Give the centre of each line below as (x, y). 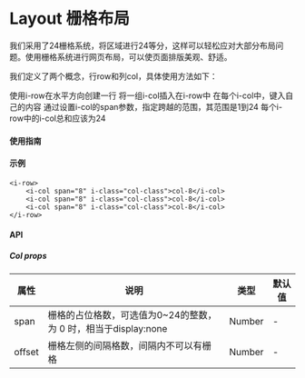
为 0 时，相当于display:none (108, 329)
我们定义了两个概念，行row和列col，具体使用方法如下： (113, 76)
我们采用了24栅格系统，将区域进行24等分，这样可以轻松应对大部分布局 (143, 45)
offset (26, 353)
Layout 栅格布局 (69, 19)
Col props (28, 255)
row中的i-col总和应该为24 (58, 118)
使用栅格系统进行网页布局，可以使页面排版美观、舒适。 (128, 56)
